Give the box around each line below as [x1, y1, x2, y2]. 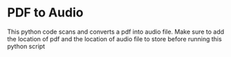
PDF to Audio [7, 5, 84, 21]
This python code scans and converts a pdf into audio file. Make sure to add [7, 27, 225, 36]
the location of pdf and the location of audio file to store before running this [7, 34, 223, 43]
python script [7, 42, 46, 50]
